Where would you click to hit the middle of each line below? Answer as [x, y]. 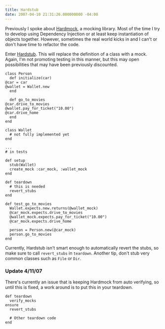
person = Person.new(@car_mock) [43, 230]
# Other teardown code [33, 318]
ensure [12, 305]
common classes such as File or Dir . [43, 258]
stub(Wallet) [23, 165]
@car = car [16, 82]
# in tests [16, 152]
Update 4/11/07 [24, 271]
